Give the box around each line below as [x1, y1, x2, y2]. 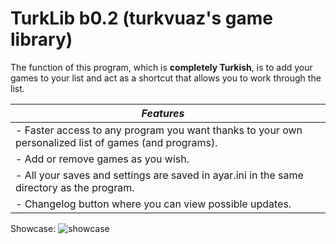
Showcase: [10, 222, 57, 234]
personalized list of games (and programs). [15, 135, 218, 149]
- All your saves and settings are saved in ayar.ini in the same [15, 168, 304, 182]
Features [141, 106, 185, 120]
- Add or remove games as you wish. [15, 152, 190, 166]
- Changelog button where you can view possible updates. [15, 197, 292, 211]
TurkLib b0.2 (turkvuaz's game [10, 7, 273, 30]
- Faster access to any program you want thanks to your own [15, 123, 303, 137]
